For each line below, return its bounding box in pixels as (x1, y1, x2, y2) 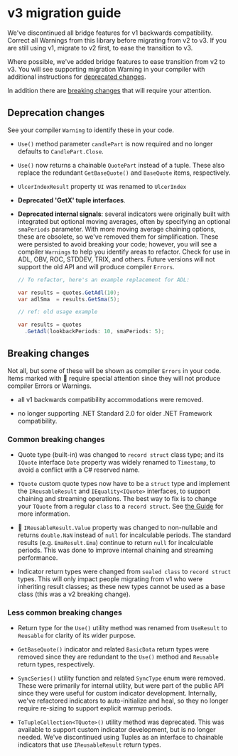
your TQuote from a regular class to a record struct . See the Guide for (17, 502, 224, 511)
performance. (17, 553, 58, 562)
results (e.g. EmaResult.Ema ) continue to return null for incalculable (17, 539, 214, 547)
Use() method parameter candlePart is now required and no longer (17, 139, 213, 148)
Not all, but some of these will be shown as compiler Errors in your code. (7, 366, 222, 374)
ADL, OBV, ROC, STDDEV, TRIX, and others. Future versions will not (17, 254, 215, 264)
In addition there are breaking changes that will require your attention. (7, 86, 212, 94)
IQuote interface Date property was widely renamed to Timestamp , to (17, 458, 216, 467)
